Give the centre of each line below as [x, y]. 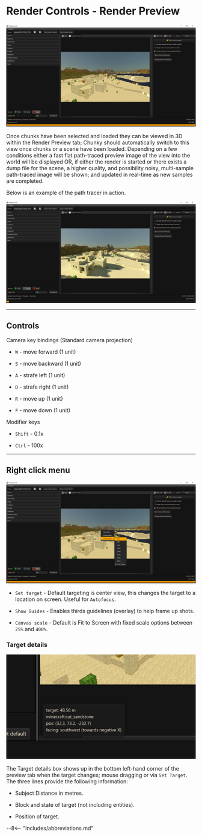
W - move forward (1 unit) [45, 352]
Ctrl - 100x [29, 445]
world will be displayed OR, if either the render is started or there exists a [96, 162]
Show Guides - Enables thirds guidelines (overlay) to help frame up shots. [105, 611]
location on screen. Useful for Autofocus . [65, 599]
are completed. [25, 181]
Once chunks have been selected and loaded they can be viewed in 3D [94, 136]
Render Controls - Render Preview [93, 11]
